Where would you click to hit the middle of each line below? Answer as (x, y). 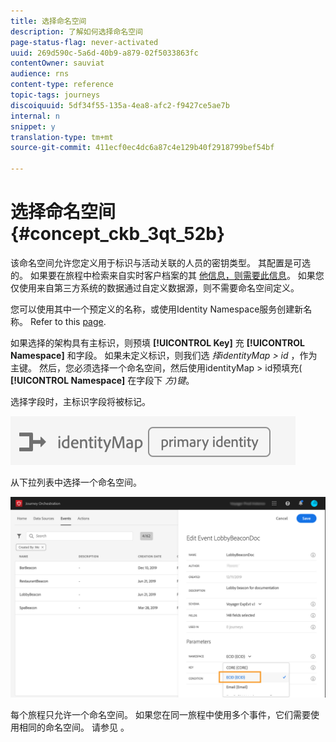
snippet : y (33, 126)
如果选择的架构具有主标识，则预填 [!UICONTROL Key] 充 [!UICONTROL (157, 342)
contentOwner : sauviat (57, 63)
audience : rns (40, 74)
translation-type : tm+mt (62, 137)
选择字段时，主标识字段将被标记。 (80, 401)
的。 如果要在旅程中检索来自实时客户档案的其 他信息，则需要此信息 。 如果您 (167, 275)
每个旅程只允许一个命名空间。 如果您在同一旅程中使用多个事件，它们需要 (160, 714)
